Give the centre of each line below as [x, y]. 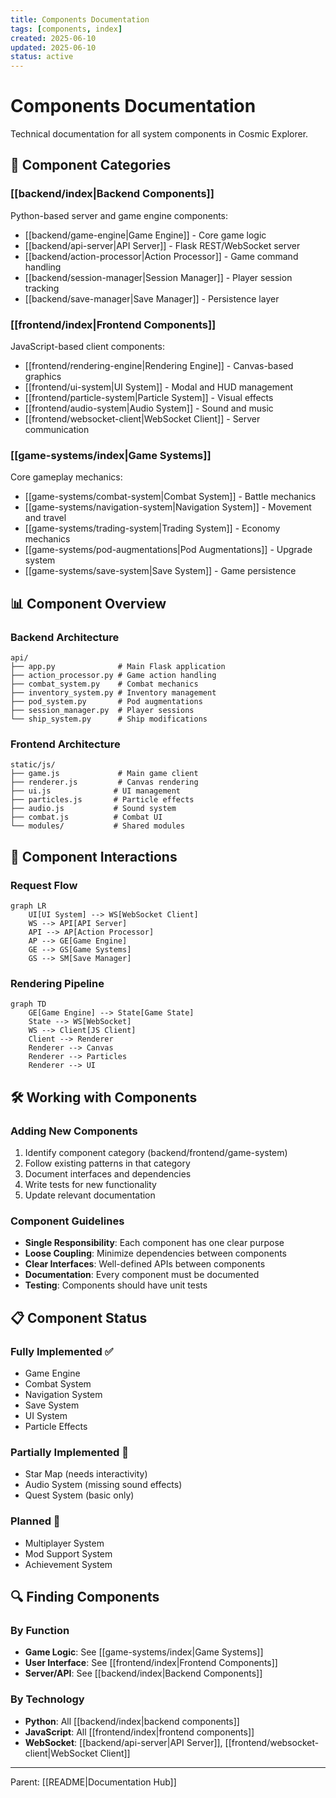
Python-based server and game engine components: [119, 215]
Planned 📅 [35, 1521]
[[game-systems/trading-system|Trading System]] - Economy [152, 528]
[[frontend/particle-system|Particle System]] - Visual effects [149, 398]
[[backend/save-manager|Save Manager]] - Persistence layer [152, 298]
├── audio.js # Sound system [93, 809]
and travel [45, 518]
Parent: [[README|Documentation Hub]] [93, 1782]
